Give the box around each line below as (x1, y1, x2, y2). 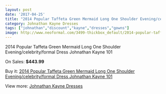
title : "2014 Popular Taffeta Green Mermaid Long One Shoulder (5, 16, 138, 21)
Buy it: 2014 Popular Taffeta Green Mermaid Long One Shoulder (5, 68, 135, 74)
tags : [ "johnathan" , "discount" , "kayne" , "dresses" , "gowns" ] (5, 26, 129, 31)
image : (5, 30, 19, 35)
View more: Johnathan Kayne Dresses (5, 83, 83, 89)
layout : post (5, 7, 32, 12)
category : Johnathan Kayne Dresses (5, 21, 79, 26)
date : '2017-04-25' (5, 12, 45, 17)
